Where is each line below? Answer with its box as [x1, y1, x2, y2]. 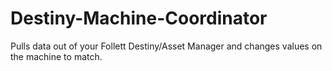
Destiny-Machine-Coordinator [10, 7, 268, 30]
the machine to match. [10, 50, 103, 62]
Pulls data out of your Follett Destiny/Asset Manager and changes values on [10, 40, 323, 52]
